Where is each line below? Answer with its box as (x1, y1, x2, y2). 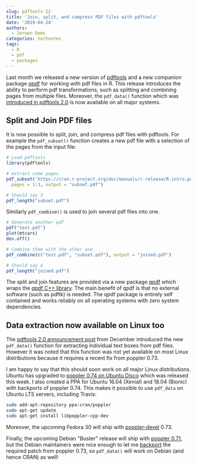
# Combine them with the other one (6, 246, 93, 252)
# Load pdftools (6, 155, 46, 161)
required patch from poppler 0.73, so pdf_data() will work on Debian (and (6, 447, 184, 454)
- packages (11, 57, 38, 63)
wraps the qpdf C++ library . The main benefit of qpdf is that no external (6, 285, 179, 292)
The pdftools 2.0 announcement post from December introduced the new (6, 336, 184, 343)
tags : (6, 42, 19, 47)
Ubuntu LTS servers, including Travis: (6, 390, 97, 398)
